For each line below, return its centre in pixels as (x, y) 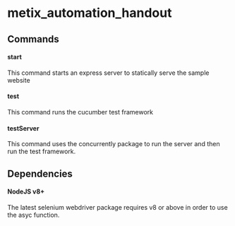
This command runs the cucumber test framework (80, 112)
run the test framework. (42, 151)
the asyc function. (34, 215)
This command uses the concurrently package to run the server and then (114, 144)
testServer (23, 128)
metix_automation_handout (90, 13)
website (19, 80)
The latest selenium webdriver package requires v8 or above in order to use (117, 207)
